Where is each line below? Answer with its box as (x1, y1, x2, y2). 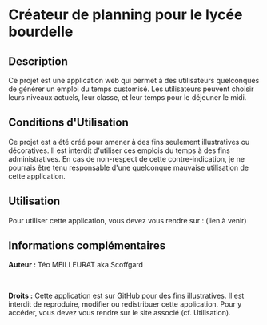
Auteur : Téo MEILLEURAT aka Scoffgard (8, 260, 144, 270)
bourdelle (8, 22, 74, 41)
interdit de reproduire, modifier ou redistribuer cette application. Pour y (8, 299, 242, 309)
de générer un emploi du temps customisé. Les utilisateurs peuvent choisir (8, 84, 254, 94)
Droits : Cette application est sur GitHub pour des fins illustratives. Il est (8, 291, 245, 301)
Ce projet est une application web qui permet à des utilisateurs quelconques (8, 76, 260, 85)
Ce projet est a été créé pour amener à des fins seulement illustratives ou (8, 137, 250, 146)
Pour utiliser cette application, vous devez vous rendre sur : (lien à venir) (8, 215, 247, 225)
